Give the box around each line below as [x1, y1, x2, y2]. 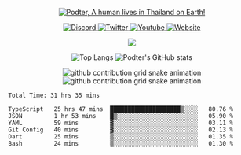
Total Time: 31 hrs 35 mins [8, 91, 100, 99]
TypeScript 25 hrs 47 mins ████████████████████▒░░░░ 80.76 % [8, 105, 234, 113]
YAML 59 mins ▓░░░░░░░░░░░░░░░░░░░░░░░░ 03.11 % [8, 119, 234, 127]
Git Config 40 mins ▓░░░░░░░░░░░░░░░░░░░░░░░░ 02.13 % [8, 126, 234, 134]
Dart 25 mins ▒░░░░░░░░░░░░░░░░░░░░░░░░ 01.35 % [8, 133, 234, 141]
